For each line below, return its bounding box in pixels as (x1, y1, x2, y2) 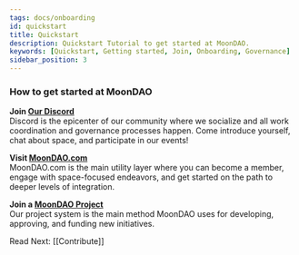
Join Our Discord (9, 106, 75, 117)
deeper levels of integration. (9, 181, 115, 192)
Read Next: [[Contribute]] (9, 236, 105, 247)
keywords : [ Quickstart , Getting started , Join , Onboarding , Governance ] (9, 47, 291, 56)
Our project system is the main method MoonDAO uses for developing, (9, 209, 274, 220)
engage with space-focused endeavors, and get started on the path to (9, 172, 274, 182)
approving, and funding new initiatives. (9, 219, 154, 230)
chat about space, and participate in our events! (9, 135, 189, 146)
